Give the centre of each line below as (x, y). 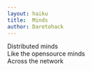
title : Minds (28, 20)
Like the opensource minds (46, 54)
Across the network (36, 61)
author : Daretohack (36, 26)
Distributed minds (33, 47)
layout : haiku (28, 14)
